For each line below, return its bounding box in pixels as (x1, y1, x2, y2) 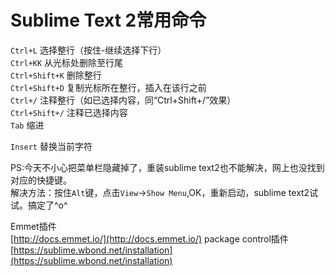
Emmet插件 (10, 220, 57, 232)
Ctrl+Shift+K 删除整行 (10, 69, 102, 81)
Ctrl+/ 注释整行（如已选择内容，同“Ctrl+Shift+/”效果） (10, 94, 237, 106)
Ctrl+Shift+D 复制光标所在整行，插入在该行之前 (10, 81, 207, 93)
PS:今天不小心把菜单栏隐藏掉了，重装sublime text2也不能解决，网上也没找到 (10, 161, 325, 173)
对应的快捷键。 (10, 174, 72, 186)
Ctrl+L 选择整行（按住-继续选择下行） (10, 44, 167, 56)
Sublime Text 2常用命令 (10, 9, 207, 32)
